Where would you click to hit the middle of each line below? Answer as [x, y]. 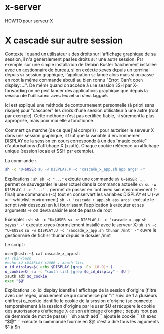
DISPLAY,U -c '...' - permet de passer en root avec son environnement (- [81, 189]
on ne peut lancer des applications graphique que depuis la [88, 90]
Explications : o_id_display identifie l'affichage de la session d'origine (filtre [81, 290]
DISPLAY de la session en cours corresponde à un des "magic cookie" [76, 141]
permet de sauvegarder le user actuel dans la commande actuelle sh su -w [81, 184]
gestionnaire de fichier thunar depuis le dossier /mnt [58, 235]
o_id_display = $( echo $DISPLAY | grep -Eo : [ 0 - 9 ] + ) [59, 267]
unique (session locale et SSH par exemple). [50, 151]
